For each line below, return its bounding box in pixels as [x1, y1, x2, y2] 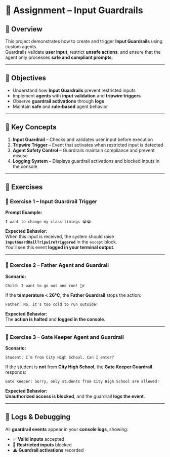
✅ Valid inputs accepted [12, 436, 64, 442]
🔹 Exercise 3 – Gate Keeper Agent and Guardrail [5, 333, 124, 340]
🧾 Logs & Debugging [5, 413, 71, 421]
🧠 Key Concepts [5, 123, 57, 131]
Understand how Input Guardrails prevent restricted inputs [12, 87, 136, 93]
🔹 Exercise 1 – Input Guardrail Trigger [5, 198, 98, 205]
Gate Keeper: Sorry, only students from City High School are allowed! [5, 379, 159, 384]
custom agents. [5, 44, 38, 50]
